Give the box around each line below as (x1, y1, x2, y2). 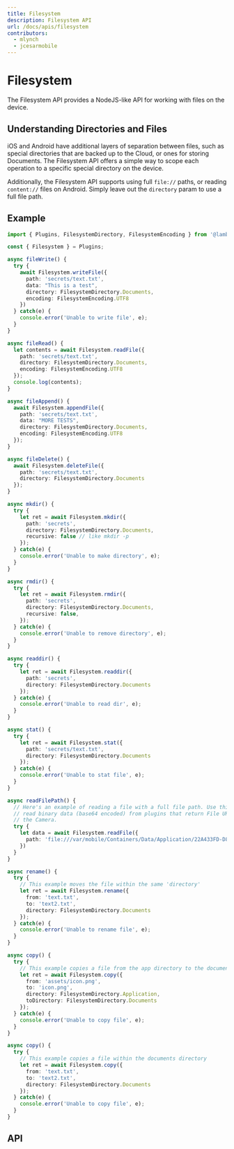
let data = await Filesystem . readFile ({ (19, 830, 139, 837)
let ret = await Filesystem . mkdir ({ (19, 514, 127, 520)
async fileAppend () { (7, 398, 70, 405)
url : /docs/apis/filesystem (7, 23, 89, 30)
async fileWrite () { (7, 256, 68, 263)
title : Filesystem (7, 10, 61, 17)
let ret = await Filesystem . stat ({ (19, 739, 123, 746)
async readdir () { (7, 656, 61, 663)
